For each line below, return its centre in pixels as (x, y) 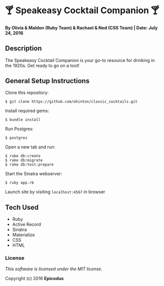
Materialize (24, 235)
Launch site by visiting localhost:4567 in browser (55, 192)
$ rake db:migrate (24, 160)
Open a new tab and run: (30, 147)
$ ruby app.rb (20, 183)
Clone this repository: (27, 93)
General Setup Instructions (47, 81)
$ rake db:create (23, 156)
